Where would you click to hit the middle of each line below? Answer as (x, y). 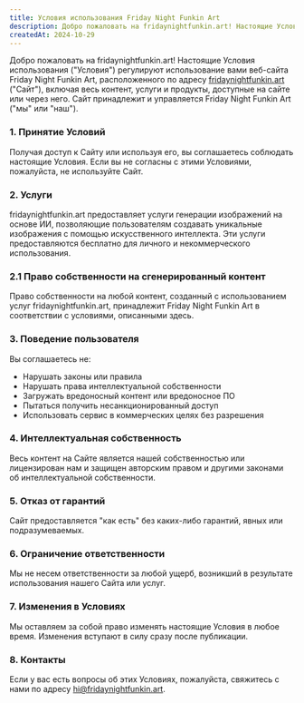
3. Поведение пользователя (74, 339)
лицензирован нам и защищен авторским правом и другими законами (147, 467)
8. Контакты (38, 659)
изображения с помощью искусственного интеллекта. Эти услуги (138, 233)
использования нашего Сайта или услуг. (87, 583)
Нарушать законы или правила (82, 376)
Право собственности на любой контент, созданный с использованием (148, 297)
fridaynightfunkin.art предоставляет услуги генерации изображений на (146, 214)
